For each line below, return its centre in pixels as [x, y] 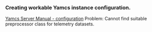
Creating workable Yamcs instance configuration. [68, 8]
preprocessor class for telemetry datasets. [50, 24]
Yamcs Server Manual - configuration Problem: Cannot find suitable [76, 19]
